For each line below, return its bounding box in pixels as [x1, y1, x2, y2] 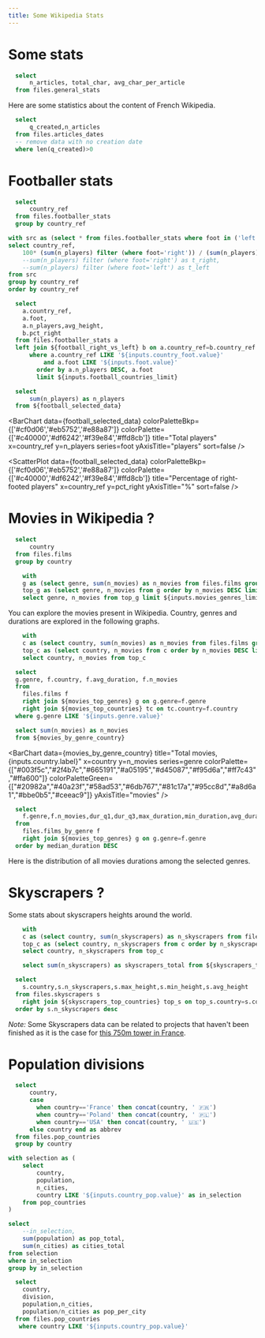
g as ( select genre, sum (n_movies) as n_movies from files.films [22, 579, 242, 587]
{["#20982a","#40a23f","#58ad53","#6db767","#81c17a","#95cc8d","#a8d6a [8, 781, 256, 791]
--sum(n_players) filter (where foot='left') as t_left [22, 264, 211, 272]
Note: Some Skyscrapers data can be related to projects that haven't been [8, 1019, 250, 1029]
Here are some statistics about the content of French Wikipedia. [8, 100, 215, 111]
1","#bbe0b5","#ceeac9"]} [8, 790, 93, 800]
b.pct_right [22, 329, 62, 337]
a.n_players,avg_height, [22, 321, 104, 330]
